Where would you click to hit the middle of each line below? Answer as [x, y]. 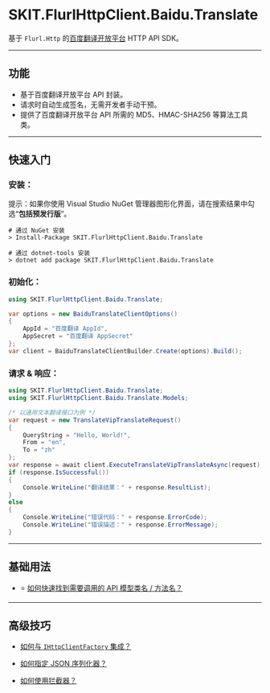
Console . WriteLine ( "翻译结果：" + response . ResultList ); [117, 487]
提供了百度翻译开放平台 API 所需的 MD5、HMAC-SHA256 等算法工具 [134, 114]
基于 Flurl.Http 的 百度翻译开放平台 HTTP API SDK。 [96, 38]
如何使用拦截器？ [48, 681]
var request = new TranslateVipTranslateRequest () [95, 420]
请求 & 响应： [34, 373]
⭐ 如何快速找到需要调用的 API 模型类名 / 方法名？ [101, 588]
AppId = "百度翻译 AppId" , [65, 329]
